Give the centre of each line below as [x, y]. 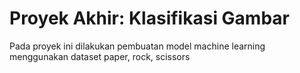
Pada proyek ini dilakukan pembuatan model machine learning [137, 46]
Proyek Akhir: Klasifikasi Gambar [149, 18]
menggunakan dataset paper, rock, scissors [100, 56]
